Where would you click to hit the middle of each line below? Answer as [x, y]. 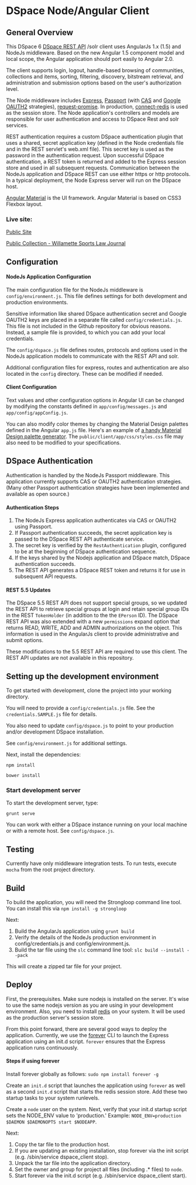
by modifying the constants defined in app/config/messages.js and [87, 406]
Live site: [19, 219]
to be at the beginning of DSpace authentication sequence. [86, 552]
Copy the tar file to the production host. [62, 1145]
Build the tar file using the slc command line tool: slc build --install [99, 950]
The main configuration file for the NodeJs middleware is [75, 290]
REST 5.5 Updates [28, 590]
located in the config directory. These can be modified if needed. [85, 374]
